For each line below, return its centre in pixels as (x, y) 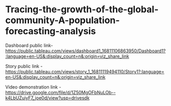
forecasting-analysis (51, 31)
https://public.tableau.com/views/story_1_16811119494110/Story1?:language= (85, 71)
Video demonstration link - (33, 87)
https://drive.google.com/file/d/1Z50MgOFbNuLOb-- (60, 92)
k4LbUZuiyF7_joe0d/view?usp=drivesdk (47, 98)
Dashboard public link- (29, 45)
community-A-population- (63, 20)
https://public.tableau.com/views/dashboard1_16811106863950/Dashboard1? (86, 51)
